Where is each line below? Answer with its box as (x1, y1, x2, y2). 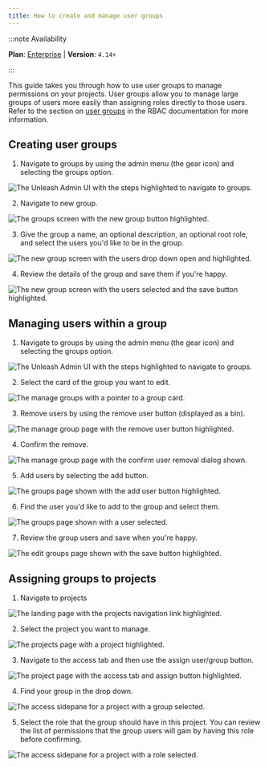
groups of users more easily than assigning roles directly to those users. (8, 97, 247, 107)
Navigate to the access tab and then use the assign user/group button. (19, 655, 255, 665)
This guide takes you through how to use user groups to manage (8, 80, 222, 90)
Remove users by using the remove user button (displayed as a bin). (19, 408, 246, 418)
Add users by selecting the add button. (19, 471, 149, 481)
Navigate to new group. (19, 198, 98, 209)
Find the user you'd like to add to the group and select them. (19, 502, 221, 512)
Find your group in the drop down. (19, 687, 134, 696)
